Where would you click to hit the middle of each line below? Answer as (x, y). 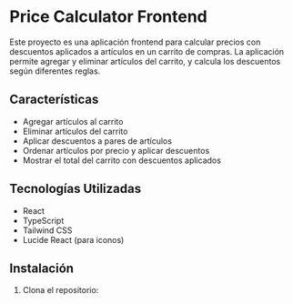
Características (54, 100)
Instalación (42, 268)
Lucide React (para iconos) (73, 239)
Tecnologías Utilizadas (76, 189)
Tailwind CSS (47, 230)
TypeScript (43, 220)
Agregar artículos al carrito (73, 121)
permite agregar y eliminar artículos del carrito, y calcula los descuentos (145, 61)
